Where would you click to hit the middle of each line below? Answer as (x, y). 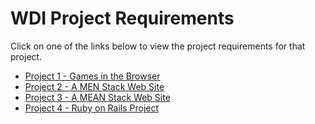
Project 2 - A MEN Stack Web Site (94, 86)
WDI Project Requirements (122, 18)
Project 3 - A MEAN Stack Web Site (97, 97)
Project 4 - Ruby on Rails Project (92, 108)
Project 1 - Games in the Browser (92, 76)
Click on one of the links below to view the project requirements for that (158, 46)
